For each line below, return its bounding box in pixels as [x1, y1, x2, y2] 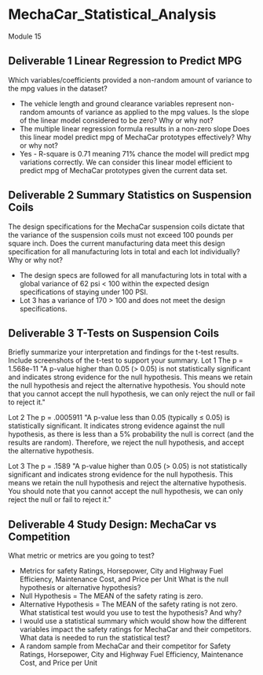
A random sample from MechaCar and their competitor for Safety [19, 641, 232, 651]
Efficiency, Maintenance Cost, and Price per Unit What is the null [19, 574, 229, 584]
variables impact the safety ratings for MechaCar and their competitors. [19, 625, 252, 634]
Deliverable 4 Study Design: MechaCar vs [8, 518, 217, 531]
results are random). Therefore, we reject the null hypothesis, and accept [8, 438, 245, 448]
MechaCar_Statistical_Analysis [8, 6, 217, 24]
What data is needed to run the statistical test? [19, 633, 170, 643]
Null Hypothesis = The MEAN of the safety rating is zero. [19, 592, 203, 601]
